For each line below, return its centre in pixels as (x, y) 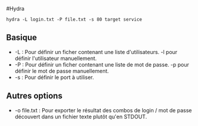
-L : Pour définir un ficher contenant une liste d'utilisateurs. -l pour (96, 52)
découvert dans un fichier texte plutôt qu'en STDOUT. (81, 116)
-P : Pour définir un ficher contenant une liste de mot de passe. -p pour (102, 64)
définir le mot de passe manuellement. (62, 71)
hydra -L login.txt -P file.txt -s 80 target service (74, 20)
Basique (22, 38)
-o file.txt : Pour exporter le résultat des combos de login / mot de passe (103, 110)
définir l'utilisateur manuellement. (56, 58)
